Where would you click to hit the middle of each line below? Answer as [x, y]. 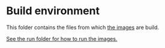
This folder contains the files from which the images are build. [83, 27]
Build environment [53, 11]
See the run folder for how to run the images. [62, 39]
